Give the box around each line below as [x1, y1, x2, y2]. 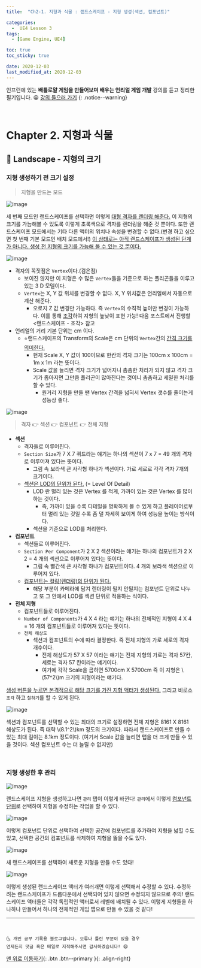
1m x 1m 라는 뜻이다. [32, 359, 81, 366]
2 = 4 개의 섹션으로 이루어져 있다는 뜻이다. [23, 555, 124, 562]
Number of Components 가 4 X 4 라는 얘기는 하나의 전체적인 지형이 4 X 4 [23, 615, 192, 622]
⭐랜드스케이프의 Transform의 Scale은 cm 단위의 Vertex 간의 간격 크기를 [23, 334, 193, 341]
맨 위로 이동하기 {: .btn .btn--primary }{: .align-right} [6, 955, 131, 962]
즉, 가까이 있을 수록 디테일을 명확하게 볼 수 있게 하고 [41, 503, 163, 510]
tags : [6, 31, 20, 37]
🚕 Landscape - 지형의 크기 [6, 154, 101, 165]
